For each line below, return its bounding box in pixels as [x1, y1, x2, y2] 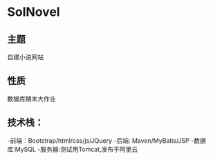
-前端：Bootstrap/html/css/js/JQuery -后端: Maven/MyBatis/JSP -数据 [7, 136, 206, 145]
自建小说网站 [7, 53, 44, 61]
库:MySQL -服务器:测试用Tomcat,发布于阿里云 [7, 145, 138, 153]
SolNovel [7, 4, 60, 20]
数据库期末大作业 [7, 94, 56, 103]
